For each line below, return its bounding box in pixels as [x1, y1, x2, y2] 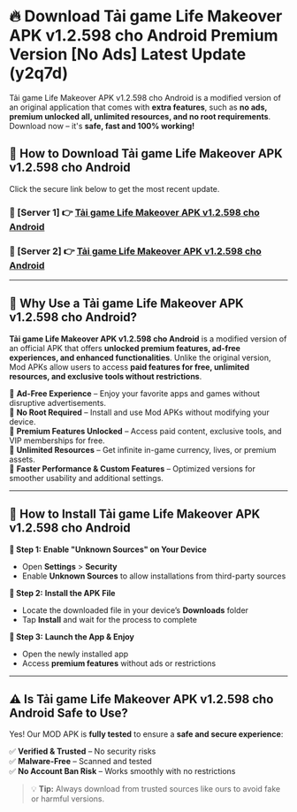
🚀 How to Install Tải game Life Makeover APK [9, 507, 261, 522]
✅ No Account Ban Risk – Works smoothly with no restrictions [9, 766, 236, 777]
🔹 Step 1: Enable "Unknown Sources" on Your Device [9, 544, 208, 555]
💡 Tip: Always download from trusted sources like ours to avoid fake [30, 784, 281, 794]
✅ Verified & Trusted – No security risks [9, 746, 156, 757]
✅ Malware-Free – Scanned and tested [9, 756, 152, 767]
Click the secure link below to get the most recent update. [9, 183, 220, 194]
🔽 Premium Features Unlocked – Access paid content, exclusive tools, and [9, 425, 282, 436]
